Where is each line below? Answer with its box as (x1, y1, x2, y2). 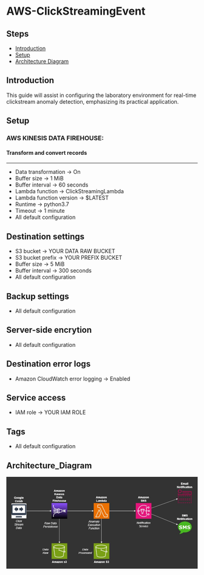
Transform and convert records (6, 149, 87, 156)
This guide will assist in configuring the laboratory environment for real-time (6, 91, 197, 99)
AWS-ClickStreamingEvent (6, 4, 146, 18)
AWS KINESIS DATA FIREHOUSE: (6, 134, 104, 143)
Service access (6, 392, 66, 403)
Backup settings (6, 291, 70, 301)
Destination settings (6, 231, 85, 241)
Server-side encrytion (6, 325, 92, 335)
